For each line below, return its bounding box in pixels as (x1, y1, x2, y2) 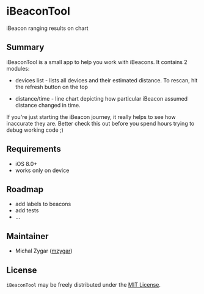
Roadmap (6, 184, 44, 195)
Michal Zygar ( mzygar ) (15, 247, 73, 254)
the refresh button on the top (15, 83, 89, 90)
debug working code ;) (6, 126, 64, 134)
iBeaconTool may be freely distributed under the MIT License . (6, 281, 161, 288)
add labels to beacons (15, 200, 71, 208)
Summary (6, 42, 45, 52)
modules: (6, 65, 30, 72)
